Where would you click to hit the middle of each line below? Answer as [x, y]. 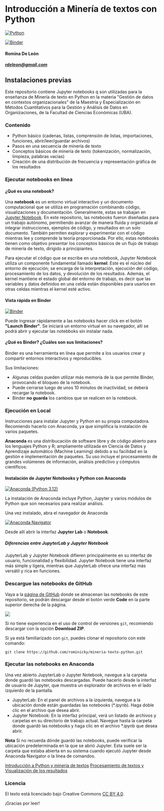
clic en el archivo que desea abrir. [46, 710]
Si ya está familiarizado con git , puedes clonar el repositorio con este [75, 638]
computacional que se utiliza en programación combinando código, [73, 207]
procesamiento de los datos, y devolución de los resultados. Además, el [77, 274]
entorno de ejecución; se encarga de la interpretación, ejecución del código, [82, 268]
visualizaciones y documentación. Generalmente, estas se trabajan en [75, 212]
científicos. [16, 467]
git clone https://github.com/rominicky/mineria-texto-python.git [74, 652]
